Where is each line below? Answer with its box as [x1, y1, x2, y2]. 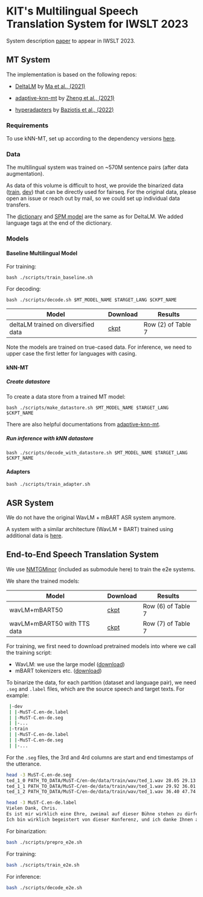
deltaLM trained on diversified [9, 320, 95, 329]
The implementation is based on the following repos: [6, 71, 137, 78]
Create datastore [6, 377, 50, 385]
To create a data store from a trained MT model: [6, 393, 126, 400]
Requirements [6, 121, 49, 130]
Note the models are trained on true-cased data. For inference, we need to [6, 343, 192, 351]
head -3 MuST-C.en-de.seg [6, 772, 71, 778]
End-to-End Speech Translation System [6, 549, 159, 560]
